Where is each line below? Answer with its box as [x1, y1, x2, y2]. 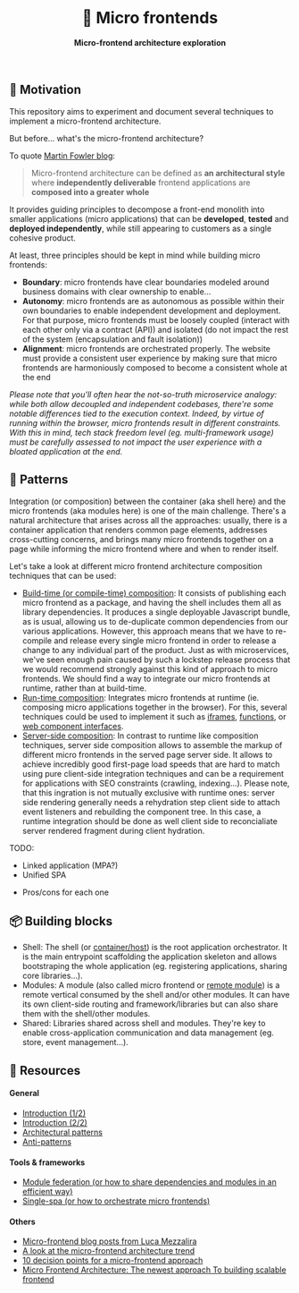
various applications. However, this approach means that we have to [21, 625, 274, 636]
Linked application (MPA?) [21, 860, 119, 871]
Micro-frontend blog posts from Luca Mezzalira [21, 1236, 197, 1246]
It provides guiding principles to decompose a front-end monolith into [9, 204, 265, 215]
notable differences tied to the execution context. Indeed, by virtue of [9, 408, 265, 419]
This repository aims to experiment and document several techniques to [9, 106, 274, 116]
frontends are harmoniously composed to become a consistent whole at [21, 362, 287, 373]
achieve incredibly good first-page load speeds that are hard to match [21, 759, 280, 770]
